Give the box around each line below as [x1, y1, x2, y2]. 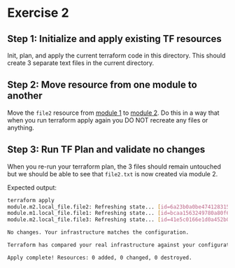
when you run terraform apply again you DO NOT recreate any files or [7, 115, 208, 124]
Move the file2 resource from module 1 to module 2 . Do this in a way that [7, 108, 220, 117]
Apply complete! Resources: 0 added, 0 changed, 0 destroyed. [7, 254, 192, 261]
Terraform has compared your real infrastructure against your [7, 241, 196, 248]
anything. [7, 123, 35, 132]
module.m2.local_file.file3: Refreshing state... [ [7, 216, 161, 223]
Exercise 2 [7, 5, 69, 21]
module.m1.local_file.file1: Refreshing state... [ [7, 210, 161, 217]
